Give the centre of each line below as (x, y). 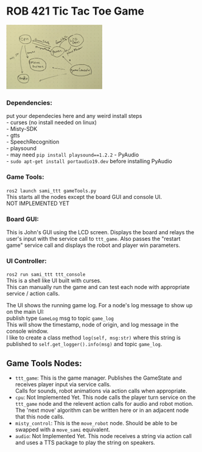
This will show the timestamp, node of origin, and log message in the (92, 325)
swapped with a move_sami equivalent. (63, 429)
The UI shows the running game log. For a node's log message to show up (99, 305)
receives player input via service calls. (63, 384)
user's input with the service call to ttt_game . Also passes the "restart (93, 239)
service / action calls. (33, 294)
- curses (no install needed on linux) (52, 122)
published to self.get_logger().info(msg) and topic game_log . (84, 344)
